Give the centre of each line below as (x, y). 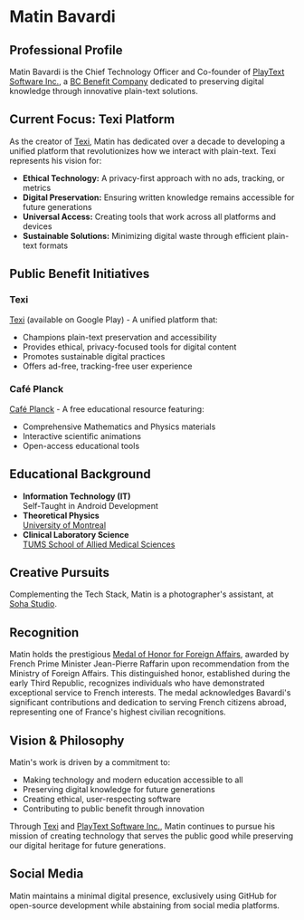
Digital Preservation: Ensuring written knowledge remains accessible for (158, 197)
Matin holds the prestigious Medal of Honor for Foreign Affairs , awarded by (149, 655)
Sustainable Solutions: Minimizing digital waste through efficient (144, 235)
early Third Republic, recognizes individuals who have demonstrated (137, 683)
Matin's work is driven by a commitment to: (90, 762)
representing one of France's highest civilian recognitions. (118, 712)
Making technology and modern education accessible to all (133, 780)
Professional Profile (66, 50)
